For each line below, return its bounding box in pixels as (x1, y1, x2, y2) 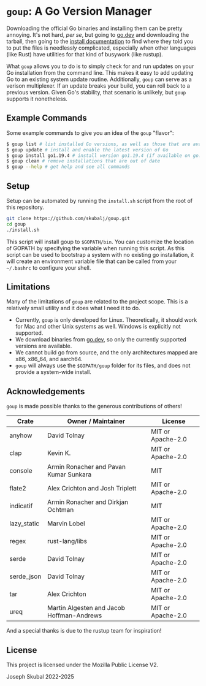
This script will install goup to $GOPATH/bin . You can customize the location (6, 238, 194, 245)
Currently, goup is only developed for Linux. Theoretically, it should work (15, 316, 197, 324)
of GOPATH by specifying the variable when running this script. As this (6, 244, 185, 252)
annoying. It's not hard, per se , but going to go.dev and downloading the (6, 31, 189, 38)
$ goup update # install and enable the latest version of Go (6, 147, 169, 153)
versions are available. (15, 342, 72, 350)
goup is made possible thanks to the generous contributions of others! (6, 403, 182, 410)
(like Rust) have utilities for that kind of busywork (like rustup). (6, 50, 164, 58)
